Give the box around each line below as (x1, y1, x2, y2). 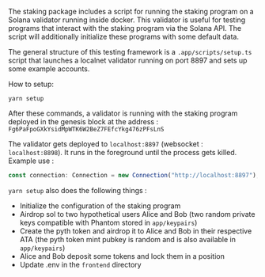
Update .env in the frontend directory (19, 260, 142, 269)
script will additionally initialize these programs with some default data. (8, 32, 240, 41)
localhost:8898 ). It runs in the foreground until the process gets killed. (8, 148, 237, 157)
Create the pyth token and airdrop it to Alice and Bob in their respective (19, 226, 252, 236)
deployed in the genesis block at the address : (8, 117, 159, 126)
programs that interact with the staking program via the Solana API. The (8, 24, 242, 32)
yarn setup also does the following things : (8, 185, 148, 195)
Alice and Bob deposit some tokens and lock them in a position (19, 251, 225, 260)
